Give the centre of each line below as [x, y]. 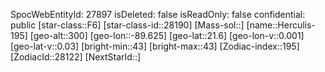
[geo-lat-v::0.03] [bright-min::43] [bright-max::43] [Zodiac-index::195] [155, 46]
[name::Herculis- [281, 25]
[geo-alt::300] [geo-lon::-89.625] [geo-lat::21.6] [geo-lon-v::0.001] [167, 35]
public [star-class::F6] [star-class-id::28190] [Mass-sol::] [127, 25]
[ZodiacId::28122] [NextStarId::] [76, 57]
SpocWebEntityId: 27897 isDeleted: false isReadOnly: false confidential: [158, 14]
